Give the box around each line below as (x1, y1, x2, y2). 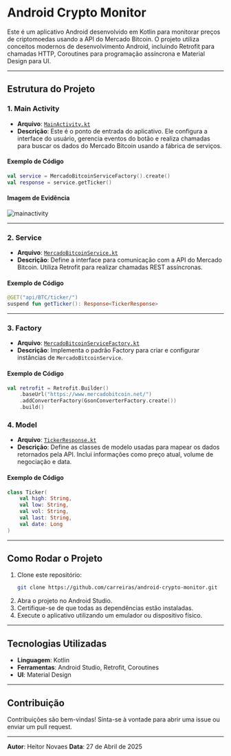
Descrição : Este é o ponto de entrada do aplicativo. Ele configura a (16, 127, 208, 135)
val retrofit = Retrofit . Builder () (7, 384, 109, 392)
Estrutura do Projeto (7, 83, 96, 95)
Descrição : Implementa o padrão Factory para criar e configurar (16, 346, 200, 355)
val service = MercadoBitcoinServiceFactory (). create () (7, 172, 170, 180)
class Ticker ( (7, 489, 48, 496)
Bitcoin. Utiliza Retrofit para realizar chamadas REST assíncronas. (16, 263, 203, 271)
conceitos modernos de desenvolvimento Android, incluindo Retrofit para (7, 42, 214, 50)
